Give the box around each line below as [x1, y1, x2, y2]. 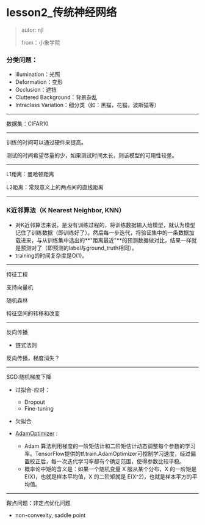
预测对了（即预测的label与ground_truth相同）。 [20, 244, 137, 251]
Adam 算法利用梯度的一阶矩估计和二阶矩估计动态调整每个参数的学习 [24, 442, 196, 450]
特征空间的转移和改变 [6, 310, 60, 317]
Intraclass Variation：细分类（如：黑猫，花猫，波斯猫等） [15, 102, 160, 109]
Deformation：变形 [15, 78, 63, 86]
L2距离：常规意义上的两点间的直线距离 [6, 184, 104, 191]
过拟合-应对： [15, 386, 51, 393]
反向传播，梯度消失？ [6, 354, 60, 362]
